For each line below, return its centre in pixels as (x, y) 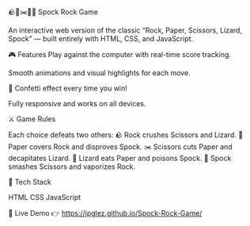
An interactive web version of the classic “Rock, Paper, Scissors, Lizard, (125, 30)
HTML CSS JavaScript (45, 197)
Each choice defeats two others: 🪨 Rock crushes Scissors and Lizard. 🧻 (126, 135)
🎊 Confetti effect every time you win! (68, 88)
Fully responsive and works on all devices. (77, 103)
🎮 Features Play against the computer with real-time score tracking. (120, 54)
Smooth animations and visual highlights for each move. (100, 73)
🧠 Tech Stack (30, 182)
